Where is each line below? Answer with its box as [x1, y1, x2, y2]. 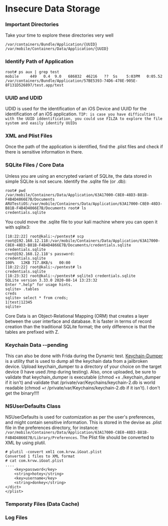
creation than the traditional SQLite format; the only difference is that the [5, 323, 155, 329]
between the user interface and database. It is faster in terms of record [5, 318, 152, 324]
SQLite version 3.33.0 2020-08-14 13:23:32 [5, 278, 98, 283]
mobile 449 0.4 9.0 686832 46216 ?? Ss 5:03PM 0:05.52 [5, 74, 163, 79]
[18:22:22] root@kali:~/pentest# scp [5, 234, 84, 239]
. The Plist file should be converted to [77, 435, 154, 441]
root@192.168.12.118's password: [5, 251, 75, 256]
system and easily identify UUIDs [5, 121, 78, 126]
